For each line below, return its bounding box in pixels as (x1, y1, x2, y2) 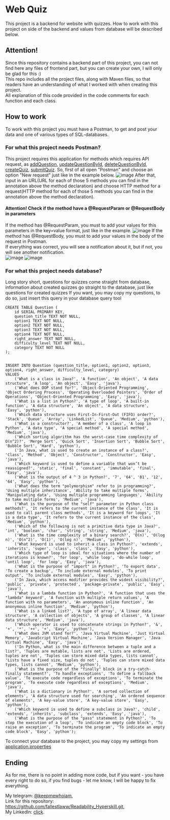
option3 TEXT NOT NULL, (14, 328, 65, 333)
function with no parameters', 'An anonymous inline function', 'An (5, 600, 154, 605)
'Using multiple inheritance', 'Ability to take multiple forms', (5, 488, 149, 493)
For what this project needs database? (5, 267, 102, 274)
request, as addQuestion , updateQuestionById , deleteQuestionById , (5, 161, 148, 167)
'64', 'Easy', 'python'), (5, 479, 60, 484)
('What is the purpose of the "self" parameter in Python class (14, 502, 154, 507)
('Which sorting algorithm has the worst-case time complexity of (14, 435, 158, 440)
